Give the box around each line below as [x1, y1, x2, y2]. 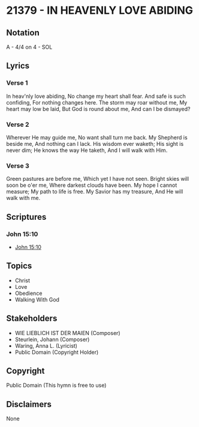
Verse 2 [6, 120, 29, 129]
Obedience [14, 289, 43, 297]
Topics [6, 261, 32, 271]
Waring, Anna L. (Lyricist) [14, 342, 78, 349]
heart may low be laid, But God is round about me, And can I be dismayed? [6, 105, 191, 112]
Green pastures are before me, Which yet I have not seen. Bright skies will [6, 175, 189, 183]
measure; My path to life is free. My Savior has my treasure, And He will [6, 188, 183, 195]
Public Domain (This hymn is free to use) [6, 382, 107, 389]
